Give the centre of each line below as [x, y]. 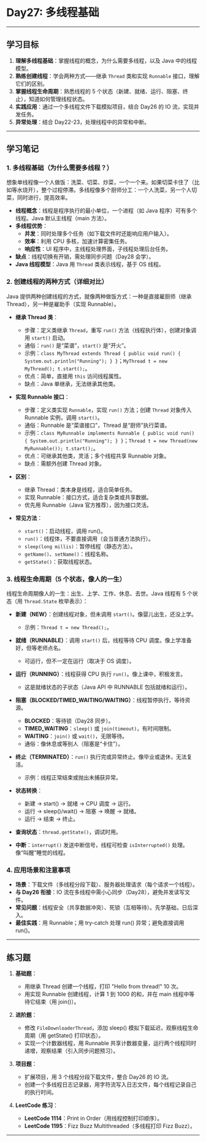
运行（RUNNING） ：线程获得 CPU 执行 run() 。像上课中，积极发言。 [100, 674]
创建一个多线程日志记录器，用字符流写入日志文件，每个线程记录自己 [110, 1085]
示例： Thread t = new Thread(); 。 [68, 627]
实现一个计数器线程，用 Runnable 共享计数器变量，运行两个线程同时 [110, 1043]
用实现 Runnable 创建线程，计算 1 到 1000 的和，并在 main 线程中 [107, 994]
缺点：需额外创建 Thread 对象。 [65, 463]
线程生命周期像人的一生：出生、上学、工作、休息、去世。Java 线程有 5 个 [100, 594]
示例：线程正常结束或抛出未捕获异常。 [73, 778]
